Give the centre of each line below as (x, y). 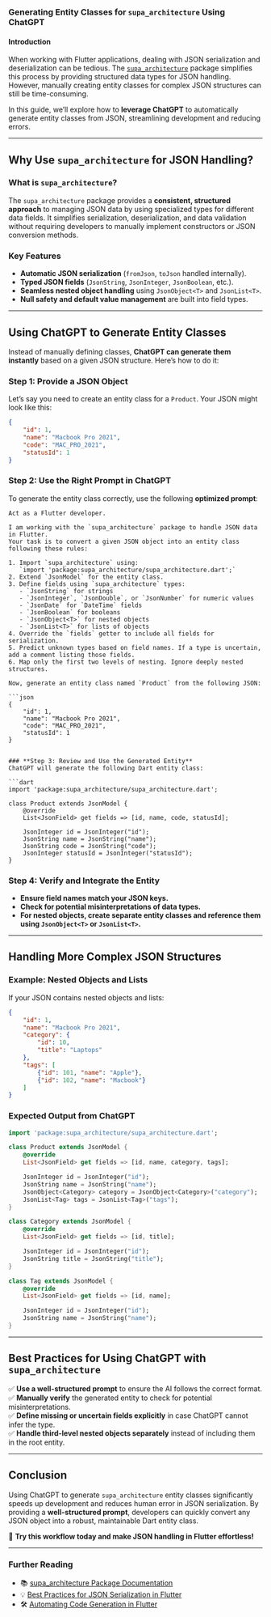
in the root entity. (37, 1442)
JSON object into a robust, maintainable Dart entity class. (104, 1521)
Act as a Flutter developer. (57, 513)
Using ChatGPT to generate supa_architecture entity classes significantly (131, 1495)
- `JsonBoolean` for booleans (70, 612)
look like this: (30, 408)
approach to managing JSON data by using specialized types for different (131, 209)
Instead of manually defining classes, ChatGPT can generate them (120, 351)
